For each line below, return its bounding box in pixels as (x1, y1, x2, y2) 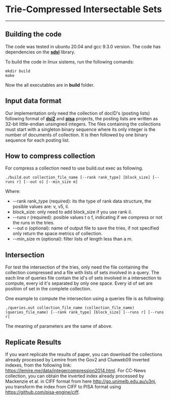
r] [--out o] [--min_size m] (16, 179, 78, 185)
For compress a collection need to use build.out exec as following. (5, 165, 143, 171)
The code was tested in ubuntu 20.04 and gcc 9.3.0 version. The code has (5, 43, 161, 49)
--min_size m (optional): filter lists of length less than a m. (12, 236, 133, 242)
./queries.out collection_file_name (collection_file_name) (5, 306, 135, 311)
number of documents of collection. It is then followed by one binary (5, 131, 148, 138)
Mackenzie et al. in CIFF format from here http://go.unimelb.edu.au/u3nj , (5, 378, 157, 384)
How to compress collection (5, 151, 95, 160)
